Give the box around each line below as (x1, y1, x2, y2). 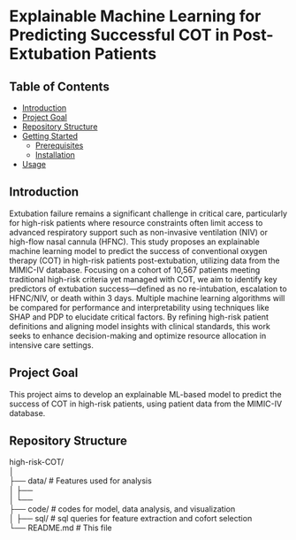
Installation (34, 150, 75, 160)
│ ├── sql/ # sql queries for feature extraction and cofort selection (9, 513, 253, 524)
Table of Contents (9, 79, 110, 94)
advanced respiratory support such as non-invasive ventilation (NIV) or (9, 227, 268, 237)
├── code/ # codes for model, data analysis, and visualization (9, 504, 236, 514)
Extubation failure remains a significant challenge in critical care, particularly (9, 208, 288, 219)
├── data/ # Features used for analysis (9, 475, 152, 486)
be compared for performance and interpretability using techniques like (9, 302, 269, 312)
